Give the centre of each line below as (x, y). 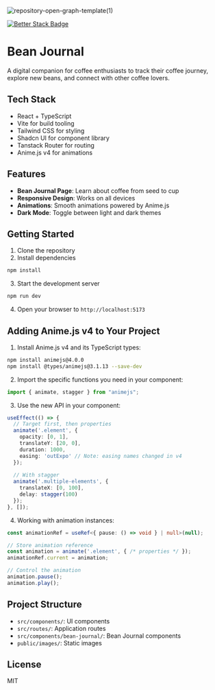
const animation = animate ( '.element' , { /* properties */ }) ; (99, 552)
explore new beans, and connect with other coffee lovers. (88, 78)
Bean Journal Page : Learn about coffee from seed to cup (98, 191)
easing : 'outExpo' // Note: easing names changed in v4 (101, 456)
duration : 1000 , (43, 450)
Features (26, 174)
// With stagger (36, 475)
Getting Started (41, 234)
